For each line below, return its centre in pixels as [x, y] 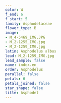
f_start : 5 [16, 19]
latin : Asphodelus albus [31, 51]
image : [12, 33]
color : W [14, 10]
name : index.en [21, 65]
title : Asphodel [22, 93]
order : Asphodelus [24, 70]
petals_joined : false [28, 83]
